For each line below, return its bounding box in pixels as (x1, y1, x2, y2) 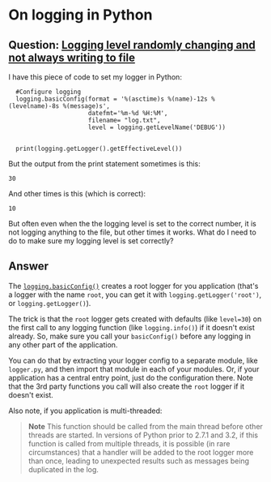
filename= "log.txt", (87, 116, 161, 124)
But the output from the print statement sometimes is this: (8, 159, 201, 168)
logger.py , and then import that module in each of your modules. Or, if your (8, 364, 260, 374)
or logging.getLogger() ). (8, 298, 91, 308)
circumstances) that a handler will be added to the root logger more (28, 447, 254, 457)
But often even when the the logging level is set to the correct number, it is (8, 219, 256, 228)
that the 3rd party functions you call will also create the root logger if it (8, 381, 245, 391)
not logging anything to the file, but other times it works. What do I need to (8, 227, 256, 237)
